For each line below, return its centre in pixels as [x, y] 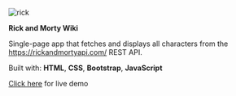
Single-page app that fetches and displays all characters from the [118, 44]
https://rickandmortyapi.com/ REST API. [75, 52]
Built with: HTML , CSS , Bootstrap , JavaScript [85, 68]
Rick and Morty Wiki [44, 28]
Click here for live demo [48, 83]
